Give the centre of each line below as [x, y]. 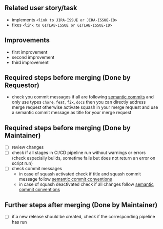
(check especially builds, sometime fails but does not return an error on [83, 158]
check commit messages [37, 169]
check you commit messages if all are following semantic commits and [83, 97]
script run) [22, 163]
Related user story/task [41, 8]
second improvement [33, 57]
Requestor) [22, 86]
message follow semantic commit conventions [66, 179]
